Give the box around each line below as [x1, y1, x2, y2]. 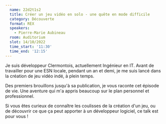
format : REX [9, 21, 35, 26]
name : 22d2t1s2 [9, 7, 41, 12]
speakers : [9, 26, 30, 31]
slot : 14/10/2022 [9, 40, 46, 45]
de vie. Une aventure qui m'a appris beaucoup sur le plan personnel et [5, 88, 150, 94]
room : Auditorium [9, 35, 46, 40]
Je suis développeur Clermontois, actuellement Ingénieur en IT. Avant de [5, 62, 154, 68]
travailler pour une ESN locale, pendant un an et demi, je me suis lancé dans [5, 67, 161, 73]
